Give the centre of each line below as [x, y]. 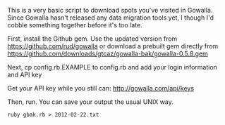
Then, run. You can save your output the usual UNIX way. [91, 102]
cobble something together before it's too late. [75, 25]
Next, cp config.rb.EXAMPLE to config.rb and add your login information [112, 67]
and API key [25, 74]
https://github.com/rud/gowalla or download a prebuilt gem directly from [113, 46]
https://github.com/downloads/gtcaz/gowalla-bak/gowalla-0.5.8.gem [108, 53]
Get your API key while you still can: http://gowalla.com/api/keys [101, 88]
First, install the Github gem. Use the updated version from [92, 39]
